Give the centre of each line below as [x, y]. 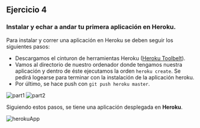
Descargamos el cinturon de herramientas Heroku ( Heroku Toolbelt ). [100, 58]
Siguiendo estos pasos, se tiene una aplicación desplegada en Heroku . [95, 107]
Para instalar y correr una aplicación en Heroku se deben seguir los [90, 40]
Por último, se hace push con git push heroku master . [83, 84]
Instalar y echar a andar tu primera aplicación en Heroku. [91, 27]
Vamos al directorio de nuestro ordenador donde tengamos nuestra [98, 64]
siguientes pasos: [28, 46]
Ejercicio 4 [27, 10]
